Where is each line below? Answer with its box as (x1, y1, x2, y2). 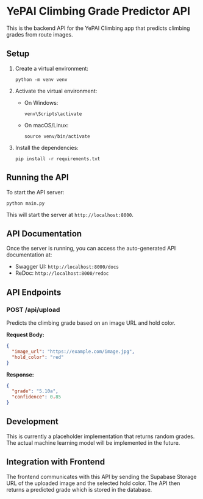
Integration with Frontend (6, 457, 105, 467)
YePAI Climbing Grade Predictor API (6, 4, 191, 18)
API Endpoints (6, 287, 62, 297)
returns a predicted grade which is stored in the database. (6, 486, 152, 493)
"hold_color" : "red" (12, 354, 64, 360)
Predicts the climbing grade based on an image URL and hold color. (6, 319, 176, 327)
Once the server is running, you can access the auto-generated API (6, 245, 176, 252)
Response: (6, 370, 35, 378)
